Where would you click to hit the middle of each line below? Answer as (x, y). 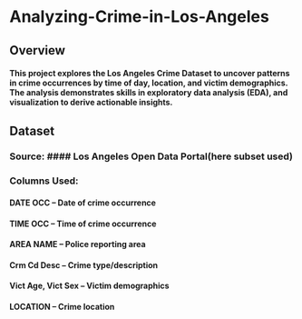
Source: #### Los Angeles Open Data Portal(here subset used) (151, 156)
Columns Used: (44, 181)
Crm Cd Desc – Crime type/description (84, 264)
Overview (38, 50)
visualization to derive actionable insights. (91, 103)
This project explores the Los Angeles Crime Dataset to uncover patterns (150, 74)
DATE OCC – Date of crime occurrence (83, 203)
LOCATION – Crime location (62, 306)
